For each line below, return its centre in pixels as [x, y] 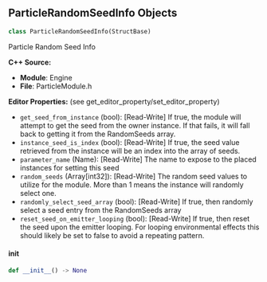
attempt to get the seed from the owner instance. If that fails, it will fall [135, 125]
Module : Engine [46, 77]
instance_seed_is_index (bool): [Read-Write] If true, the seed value [130, 142]
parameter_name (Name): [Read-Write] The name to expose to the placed [138, 159]
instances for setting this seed [69, 167]
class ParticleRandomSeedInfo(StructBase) [80, 31]
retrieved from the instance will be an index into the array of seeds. [130, 151]
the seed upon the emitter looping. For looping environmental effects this [139, 227]
